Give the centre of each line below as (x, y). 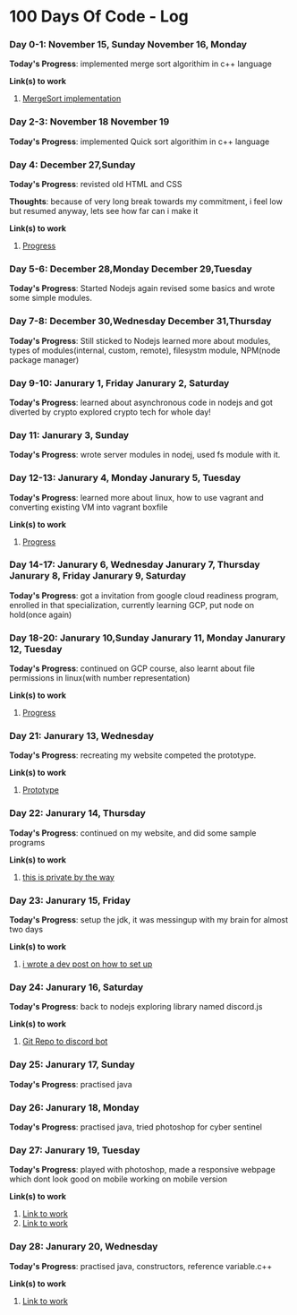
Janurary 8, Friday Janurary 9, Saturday (98, 576)
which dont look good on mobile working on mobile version (119, 1179)
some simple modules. (51, 298)
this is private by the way (68, 877)
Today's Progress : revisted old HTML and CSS (96, 185)
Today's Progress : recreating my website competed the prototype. (133, 755)
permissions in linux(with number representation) (100, 678)
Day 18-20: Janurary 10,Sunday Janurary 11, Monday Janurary (148, 638)
